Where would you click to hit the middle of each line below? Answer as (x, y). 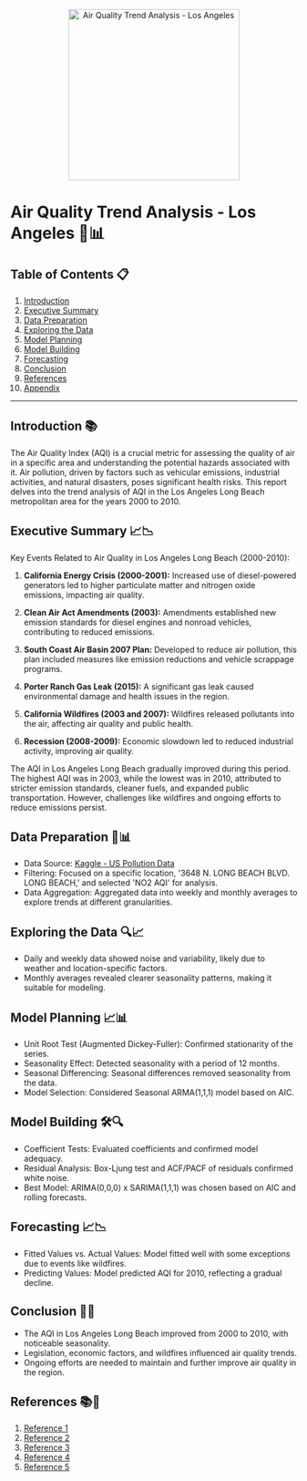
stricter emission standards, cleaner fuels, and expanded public (130, 788)
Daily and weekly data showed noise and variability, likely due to (144, 958)
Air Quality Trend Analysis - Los (133, 212)
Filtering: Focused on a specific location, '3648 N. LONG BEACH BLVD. (157, 873)
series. (36, 1054)
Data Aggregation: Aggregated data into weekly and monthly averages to (160, 893)
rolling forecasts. (55, 1197)
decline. (38, 1282)
